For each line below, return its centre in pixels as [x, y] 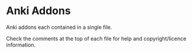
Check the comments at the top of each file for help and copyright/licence [96, 38]
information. [21, 45]
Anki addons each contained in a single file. [59, 27]
